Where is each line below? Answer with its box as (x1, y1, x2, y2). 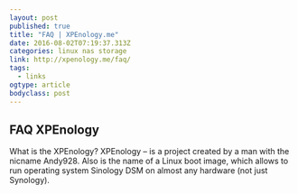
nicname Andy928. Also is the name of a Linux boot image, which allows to (9, 155, 289, 167)
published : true (9, 22, 70, 31)
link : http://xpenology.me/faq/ (9, 55, 131, 64)
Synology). (9, 175, 50, 186)
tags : (9, 64, 30, 73)
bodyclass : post (9, 88, 70, 97)
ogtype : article (9, 80, 70, 89)
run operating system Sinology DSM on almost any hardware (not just (9, 165, 268, 176)
